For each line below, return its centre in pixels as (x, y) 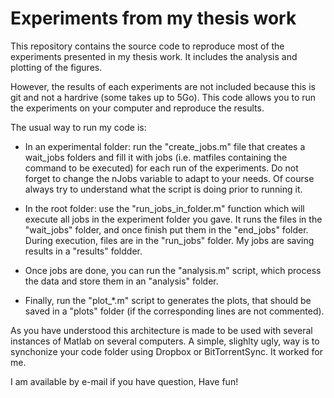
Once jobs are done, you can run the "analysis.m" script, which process (173, 270)
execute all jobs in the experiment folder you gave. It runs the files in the (173, 219)
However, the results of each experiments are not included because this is (163, 86)
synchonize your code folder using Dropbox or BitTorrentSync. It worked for (167, 351)
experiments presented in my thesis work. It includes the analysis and (154, 56)
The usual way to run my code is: (78, 127)
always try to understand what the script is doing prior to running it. (163, 189)
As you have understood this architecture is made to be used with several (161, 330)
